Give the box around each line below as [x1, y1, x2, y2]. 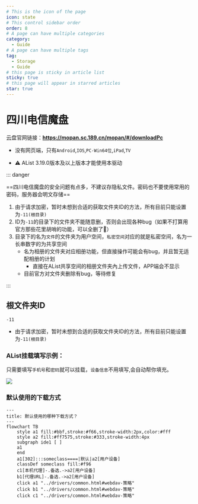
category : [6, 36, 31, 42]
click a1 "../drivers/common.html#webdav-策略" [17, 480, 135, 486]
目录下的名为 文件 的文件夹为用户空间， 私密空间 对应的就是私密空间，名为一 [14, 232, 193, 240]
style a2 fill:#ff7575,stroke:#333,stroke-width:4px [17, 434, 150, 441]
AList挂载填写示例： [6, 351, 64, 359]
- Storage [11, 58, 36, 64]
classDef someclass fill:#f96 [17, 461, 92, 467]
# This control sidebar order [6, 20, 81, 25]
